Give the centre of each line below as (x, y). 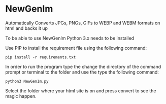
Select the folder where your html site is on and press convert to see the (81, 91)
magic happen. (21, 96)
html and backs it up (27, 28)
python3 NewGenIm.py (27, 81)
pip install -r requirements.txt (41, 57)
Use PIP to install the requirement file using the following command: (76, 48)
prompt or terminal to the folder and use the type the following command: (82, 72)
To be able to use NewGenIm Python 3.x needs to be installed (70, 38)
